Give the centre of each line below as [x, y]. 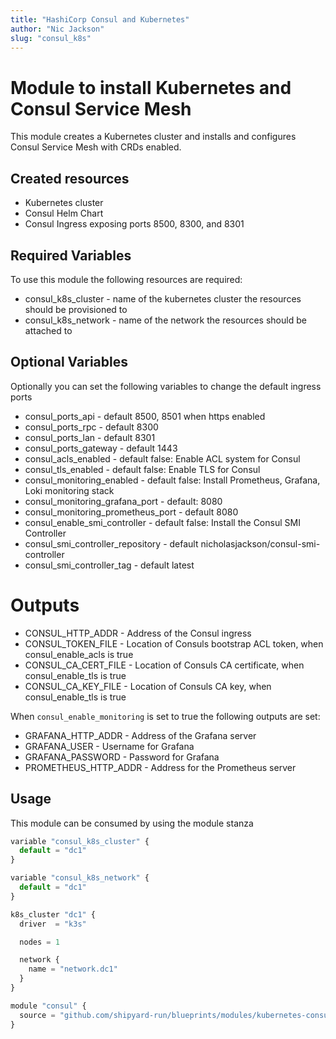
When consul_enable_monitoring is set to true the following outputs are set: [165, 716]
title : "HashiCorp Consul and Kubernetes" [100, 19]
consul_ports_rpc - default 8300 [91, 427]
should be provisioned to [76, 309]
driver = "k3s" [53, 924]
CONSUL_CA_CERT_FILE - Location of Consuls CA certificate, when [164, 665]
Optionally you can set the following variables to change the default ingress [166, 386]
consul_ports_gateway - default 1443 [101, 448]
